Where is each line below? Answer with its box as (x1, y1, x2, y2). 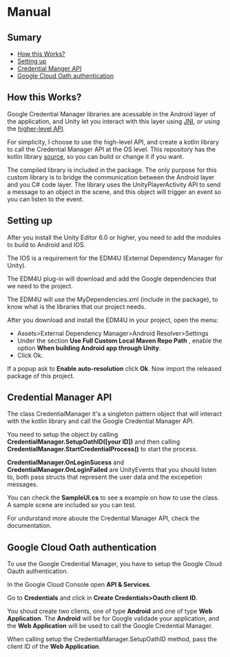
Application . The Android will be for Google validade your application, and (7, 614, 220, 623)
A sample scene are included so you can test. (7, 501, 136, 509)
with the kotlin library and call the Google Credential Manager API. (7, 417, 194, 425)
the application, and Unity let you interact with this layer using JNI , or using (7, 117, 220, 125)
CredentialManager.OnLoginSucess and (7, 458, 125, 466)
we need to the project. (7, 281, 74, 290)
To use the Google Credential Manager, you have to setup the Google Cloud (7, 560, 222, 568)
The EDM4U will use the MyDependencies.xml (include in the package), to (7, 295, 218, 303)
